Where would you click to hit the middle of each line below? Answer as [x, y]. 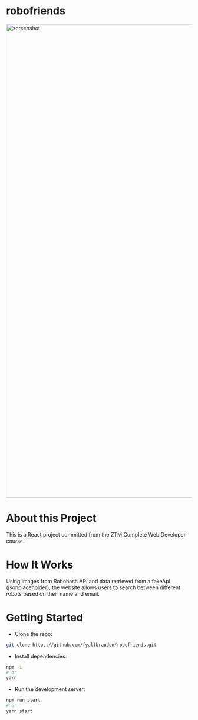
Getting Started [45, 618]
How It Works [40, 565]
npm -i [14, 667]
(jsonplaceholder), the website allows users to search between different [93, 587]
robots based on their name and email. [53, 593]
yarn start [19, 711]
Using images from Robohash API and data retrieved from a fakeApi [88, 581]
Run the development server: [50, 689]
